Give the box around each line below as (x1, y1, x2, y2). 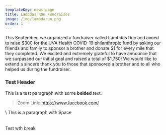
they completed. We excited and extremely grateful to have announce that (5, 51, 157, 57)
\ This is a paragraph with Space (5, 109, 72, 115)
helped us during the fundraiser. (5, 67, 71, 72)
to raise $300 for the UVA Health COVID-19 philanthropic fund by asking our (5, 40, 162, 46)
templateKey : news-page (5, 7, 55, 12)
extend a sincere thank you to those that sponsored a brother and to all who (5, 61, 161, 67)
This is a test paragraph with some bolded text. (5, 90, 102, 96)
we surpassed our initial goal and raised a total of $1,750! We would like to (5, 56, 157, 62)
